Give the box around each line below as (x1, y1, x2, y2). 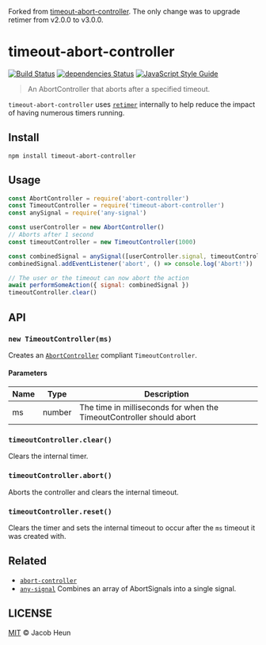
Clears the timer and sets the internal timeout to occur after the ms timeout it (8, 522, 256, 533)
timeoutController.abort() (8, 471, 112, 480)
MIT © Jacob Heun (8, 628, 71, 637)
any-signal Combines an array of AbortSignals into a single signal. (19, 583, 237, 593)
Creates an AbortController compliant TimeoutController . (8, 350, 198, 359)
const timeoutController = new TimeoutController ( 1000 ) (8, 237, 196, 246)
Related (8, 554, 47, 568)
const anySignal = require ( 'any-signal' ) (8, 209, 147, 217)
